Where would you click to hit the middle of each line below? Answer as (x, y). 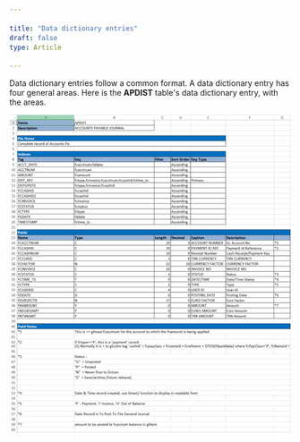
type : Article (36, 47)
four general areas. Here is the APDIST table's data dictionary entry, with (144, 93)
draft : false (34, 38)
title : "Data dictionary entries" (74, 28)
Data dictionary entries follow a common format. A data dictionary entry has (149, 83)
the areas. (28, 102)
